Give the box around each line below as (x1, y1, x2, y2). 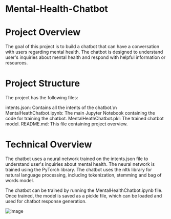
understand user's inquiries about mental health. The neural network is (5, 161, 155, 167)
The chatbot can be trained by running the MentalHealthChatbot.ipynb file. (5, 187, 163, 193)
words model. (5, 178, 34, 183)
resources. (5, 60, 28, 66)
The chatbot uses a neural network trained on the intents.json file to (5, 156, 148, 162)
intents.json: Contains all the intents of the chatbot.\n (5, 104, 117, 111)
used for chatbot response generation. (5, 198, 87, 204)
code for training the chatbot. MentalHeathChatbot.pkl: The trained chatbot (5, 116, 164, 122)
